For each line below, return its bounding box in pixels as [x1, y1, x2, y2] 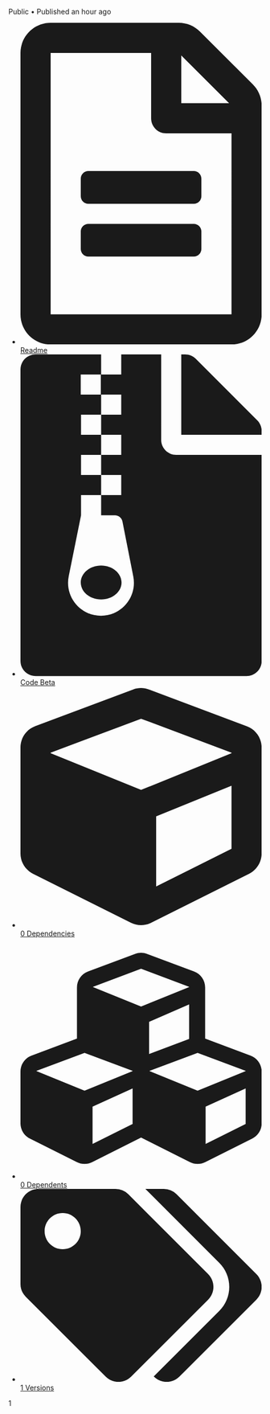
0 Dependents [19, 1179, 67, 1189]
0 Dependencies [19, 928, 75, 938]
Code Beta [19, 677, 55, 687]
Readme [19, 346, 48, 355]
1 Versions [19, 1383, 55, 1393]
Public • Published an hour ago [8, 7, 112, 16]
